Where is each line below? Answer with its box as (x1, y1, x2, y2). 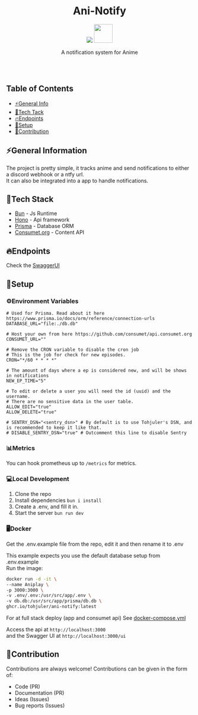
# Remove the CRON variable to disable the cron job (6, 346, 139, 353)
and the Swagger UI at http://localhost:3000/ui (6, 632, 126, 640)
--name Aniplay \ (6, 581, 49, 587)
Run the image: (6, 564, 43, 571)
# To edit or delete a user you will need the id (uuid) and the (6, 388, 171, 394)
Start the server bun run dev (14, 510, 84, 517)
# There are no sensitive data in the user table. (6, 398, 134, 404)
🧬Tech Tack (14, 108, 44, 115)
